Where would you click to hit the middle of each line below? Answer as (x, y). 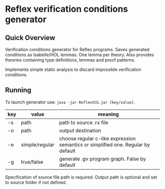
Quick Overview (30, 38)
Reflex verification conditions (67, 9)
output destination (80, 130)
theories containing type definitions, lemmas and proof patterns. (70, 60)
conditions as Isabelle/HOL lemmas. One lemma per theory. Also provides (80, 55)
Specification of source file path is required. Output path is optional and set (81, 177)
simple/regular (38, 145)
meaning (109, 114)
